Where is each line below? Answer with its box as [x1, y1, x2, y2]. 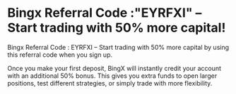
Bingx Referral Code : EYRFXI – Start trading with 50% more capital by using [7, 43, 230, 51]
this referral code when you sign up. [7, 51, 113, 59]
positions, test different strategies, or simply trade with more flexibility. [7, 79, 213, 87]
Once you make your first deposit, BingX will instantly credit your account [7, 64, 221, 72]
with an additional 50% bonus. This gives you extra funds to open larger [7, 72, 218, 80]
